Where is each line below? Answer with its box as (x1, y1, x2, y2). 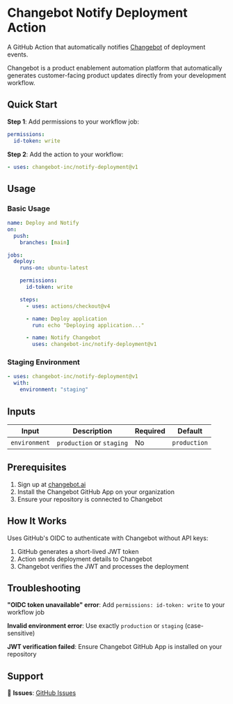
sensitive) (7, 629, 35, 638)
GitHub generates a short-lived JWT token (17, 547, 139, 555)
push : (13, 232, 30, 239)
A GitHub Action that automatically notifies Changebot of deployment (7, 43, 206, 51)
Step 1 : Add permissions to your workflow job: (7, 117, 139, 126)
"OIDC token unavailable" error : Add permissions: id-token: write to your (7, 601, 225, 609)
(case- (184, 622, 204, 630)
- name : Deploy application (25, 315, 108, 322)
